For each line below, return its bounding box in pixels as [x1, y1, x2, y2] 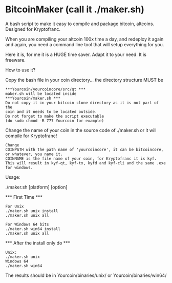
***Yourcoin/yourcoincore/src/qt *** [5, 86, 86, 92]
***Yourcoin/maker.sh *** [5, 96, 60, 101]
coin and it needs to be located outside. [5, 109, 97, 114]
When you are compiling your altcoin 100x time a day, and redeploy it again [5, 36, 164, 42]
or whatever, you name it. [5, 152, 63, 157]
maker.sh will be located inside [5, 91, 77, 96]
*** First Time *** [5, 194, 42, 200]
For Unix [5, 204, 24, 209]
